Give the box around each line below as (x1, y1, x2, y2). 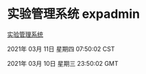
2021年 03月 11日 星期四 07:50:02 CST (7, 45, 115, 53)
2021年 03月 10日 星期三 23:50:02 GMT (7, 59, 119, 67)
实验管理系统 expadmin (7, 6, 141, 22)
